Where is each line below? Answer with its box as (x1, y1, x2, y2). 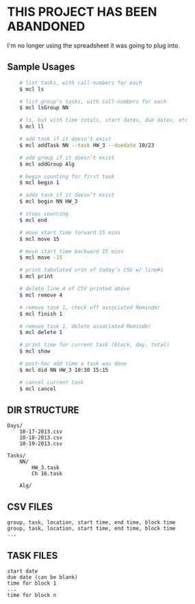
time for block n (7, 592, 57, 599)
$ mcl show (19, 348, 51, 355)
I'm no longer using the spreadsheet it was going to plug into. (7, 41, 180, 49)
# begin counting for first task (19, 173, 115, 180)
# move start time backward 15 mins (19, 248, 125, 255)
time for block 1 (7, 579, 57, 586)
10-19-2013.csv (19, 440, 63, 447)
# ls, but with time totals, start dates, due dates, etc (19, 117, 188, 124)
